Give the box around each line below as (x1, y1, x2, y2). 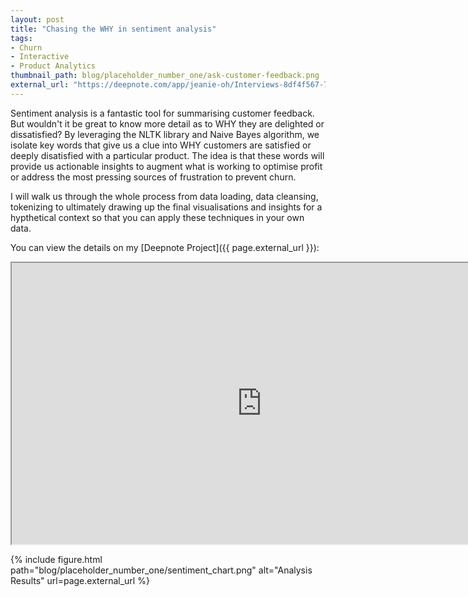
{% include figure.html (10, 553, 103, 565)
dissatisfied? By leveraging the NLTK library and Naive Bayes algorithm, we (10, 128, 320, 140)
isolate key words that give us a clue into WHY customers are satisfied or (10, 139, 312, 151)
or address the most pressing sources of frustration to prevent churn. (10, 171, 297, 183)
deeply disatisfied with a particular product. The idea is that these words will (10, 149, 325, 161)
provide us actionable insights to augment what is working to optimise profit (10, 160, 323, 172)
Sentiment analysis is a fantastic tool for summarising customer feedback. (10, 107, 315, 119)
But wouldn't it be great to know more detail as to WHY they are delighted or (10, 117, 325, 130)
